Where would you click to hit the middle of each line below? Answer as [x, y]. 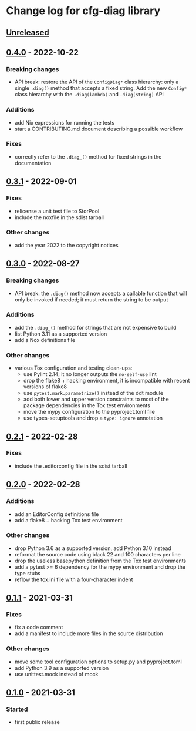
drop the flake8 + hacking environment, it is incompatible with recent [107, 381]
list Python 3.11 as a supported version [61, 334]
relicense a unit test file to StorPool [57, 211]
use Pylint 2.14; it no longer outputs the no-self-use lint [90, 374]
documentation [33, 163]
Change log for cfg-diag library [83, 11]
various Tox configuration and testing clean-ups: [73, 368]
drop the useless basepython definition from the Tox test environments [100, 561]
